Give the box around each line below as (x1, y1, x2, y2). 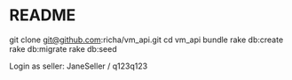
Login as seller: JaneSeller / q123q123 (9, 61, 148, 71)
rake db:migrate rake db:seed (9, 43, 117, 54)
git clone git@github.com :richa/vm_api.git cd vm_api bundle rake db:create (9, 34, 284, 45)
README (9, 5, 76, 25)
